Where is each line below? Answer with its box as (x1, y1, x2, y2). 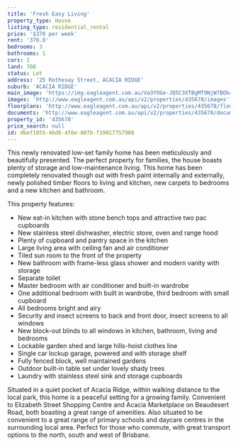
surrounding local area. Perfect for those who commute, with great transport (7, 423, 231, 432)
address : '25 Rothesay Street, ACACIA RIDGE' (7, 76, 144, 84)
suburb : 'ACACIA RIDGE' (7, 83, 78, 90)
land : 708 (7, 63, 37, 70)
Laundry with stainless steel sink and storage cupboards (17, 372, 183, 380)
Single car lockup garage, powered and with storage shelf (17, 349, 187, 358)
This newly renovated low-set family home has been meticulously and (7, 148, 212, 157)
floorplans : (7, 103, 42, 110)
